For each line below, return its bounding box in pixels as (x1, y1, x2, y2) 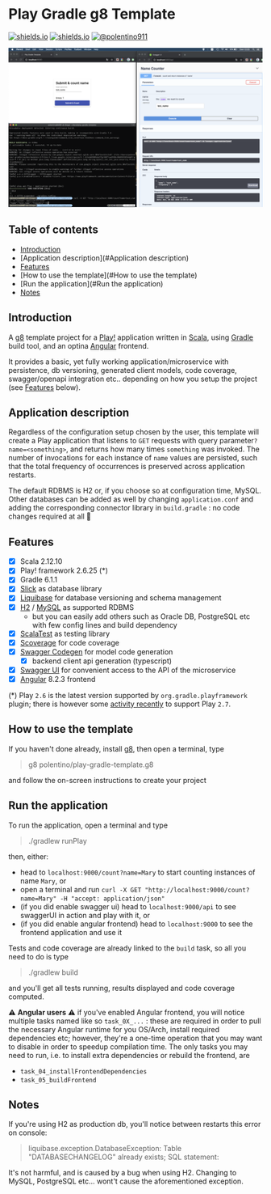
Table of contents (8, 223, 98, 237)
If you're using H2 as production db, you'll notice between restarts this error (8, 1120, 261, 1129)
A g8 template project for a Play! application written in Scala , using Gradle (8, 332, 254, 342)
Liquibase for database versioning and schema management (19, 593, 222, 603)
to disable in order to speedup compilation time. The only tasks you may (8, 1041, 248, 1052)
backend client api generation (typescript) (31, 656, 172, 666)
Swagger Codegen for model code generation (19, 646, 173, 656)
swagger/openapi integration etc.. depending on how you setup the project (8, 374, 258, 383)
